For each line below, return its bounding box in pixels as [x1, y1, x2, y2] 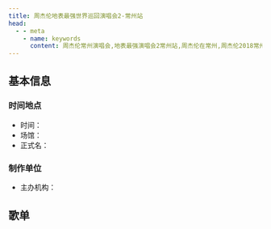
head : [8, 19, 27, 28]
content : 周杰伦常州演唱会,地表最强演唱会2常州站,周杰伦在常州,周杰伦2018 [29, 42, 254, 50]
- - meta [15, 27, 45, 35]
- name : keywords [23, 34, 81, 43]
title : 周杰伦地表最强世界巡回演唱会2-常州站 [8, 11, 144, 20]
